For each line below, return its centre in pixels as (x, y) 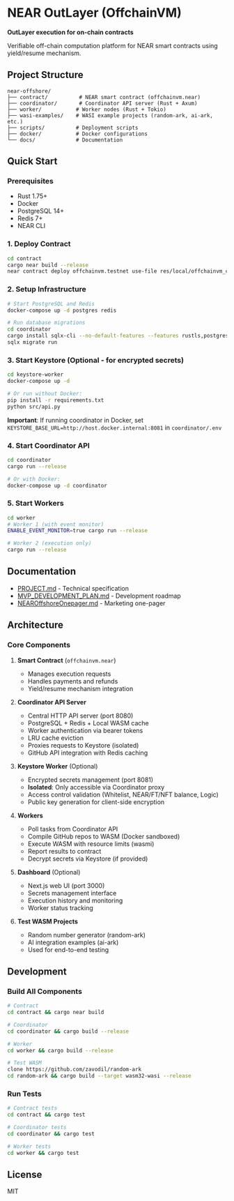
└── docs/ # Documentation (65, 140)
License (25, 1175)
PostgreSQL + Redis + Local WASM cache (88, 723)
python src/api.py (34, 407)
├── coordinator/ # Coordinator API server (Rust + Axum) (102, 103)
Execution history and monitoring (75, 900)
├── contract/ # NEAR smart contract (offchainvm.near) (104, 97)
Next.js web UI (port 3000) (66, 885)
